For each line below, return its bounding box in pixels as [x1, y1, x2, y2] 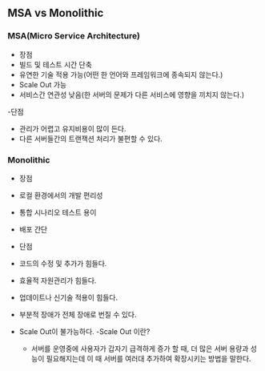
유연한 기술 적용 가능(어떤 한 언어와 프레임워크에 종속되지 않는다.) [18, 70, 223, 79]
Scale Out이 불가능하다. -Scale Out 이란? [18, 326, 151, 336]
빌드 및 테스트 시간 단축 [18, 59, 93, 69]
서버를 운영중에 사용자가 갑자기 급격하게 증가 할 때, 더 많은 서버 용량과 [30, 344, 249, 353]
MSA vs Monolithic [7, 6, 104, 20]
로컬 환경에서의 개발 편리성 [18, 190, 103, 200]
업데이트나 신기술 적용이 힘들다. [18, 292, 118, 302]
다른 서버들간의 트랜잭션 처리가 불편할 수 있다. [18, 134, 163, 143]
